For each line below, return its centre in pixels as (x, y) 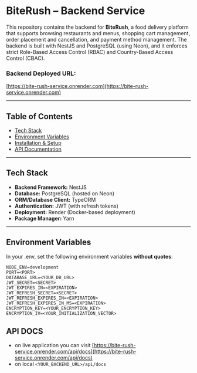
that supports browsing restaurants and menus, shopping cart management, (98, 33)
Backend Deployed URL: (41, 73)
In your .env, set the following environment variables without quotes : (89, 256)
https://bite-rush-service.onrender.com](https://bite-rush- (78, 86)
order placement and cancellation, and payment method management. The (96, 39)
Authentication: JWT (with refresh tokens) (66, 206)
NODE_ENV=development (33, 267)
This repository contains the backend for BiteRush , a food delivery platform (97, 27)
